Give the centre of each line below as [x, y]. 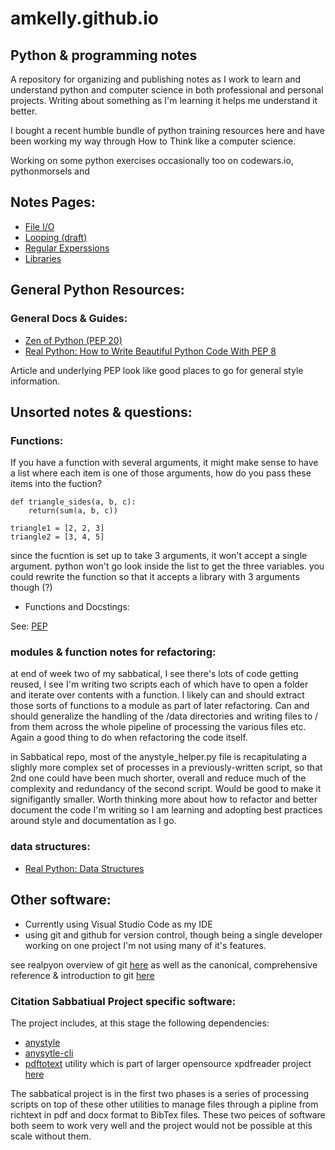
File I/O [39, 226]
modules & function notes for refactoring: [113, 652]
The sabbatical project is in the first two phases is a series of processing [160, 1093]
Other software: [61, 900]
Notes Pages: [53, 202]
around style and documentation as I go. [93, 821]
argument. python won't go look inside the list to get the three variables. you [167, 566]
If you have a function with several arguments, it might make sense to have [164, 463]
